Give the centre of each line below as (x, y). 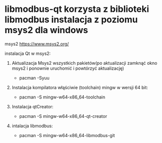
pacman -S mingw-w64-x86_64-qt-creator (63, 116)
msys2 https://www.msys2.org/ (37, 44)
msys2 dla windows (46, 30)
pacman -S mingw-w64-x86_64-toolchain (62, 97)
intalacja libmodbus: (32, 126)
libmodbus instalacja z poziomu (71, 20)
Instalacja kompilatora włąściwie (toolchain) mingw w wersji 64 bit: (80, 87)
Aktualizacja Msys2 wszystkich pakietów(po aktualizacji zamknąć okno (84, 63)
